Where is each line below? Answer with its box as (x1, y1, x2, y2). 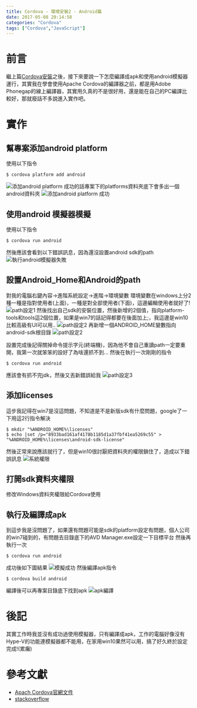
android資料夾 (6, 190, 41, 198)
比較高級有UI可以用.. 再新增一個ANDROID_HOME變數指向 (6, 321, 176, 328)
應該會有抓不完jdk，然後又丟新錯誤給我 (6, 371, 101, 378)
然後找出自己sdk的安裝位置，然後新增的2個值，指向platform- (36, 306, 185, 313)
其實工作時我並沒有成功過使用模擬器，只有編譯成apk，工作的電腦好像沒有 (6, 631, 185, 638)
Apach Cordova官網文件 (14, 689, 74, 696)
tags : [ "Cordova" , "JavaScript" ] (6, 25, 85, 31)
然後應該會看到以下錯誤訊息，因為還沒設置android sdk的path (6, 249, 154, 255)
